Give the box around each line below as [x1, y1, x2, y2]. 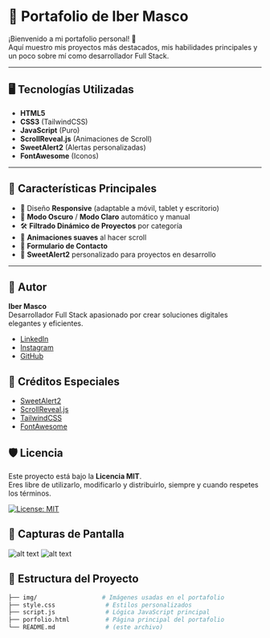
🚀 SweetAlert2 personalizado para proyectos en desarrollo [19, 249, 217, 259]
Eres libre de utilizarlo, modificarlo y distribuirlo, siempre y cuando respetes [8, 480, 259, 489]
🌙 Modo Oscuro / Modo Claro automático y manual [19, 212, 190, 221]
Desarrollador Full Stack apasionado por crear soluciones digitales [8, 310, 228, 320]
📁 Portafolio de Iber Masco [8, 7, 189, 26]
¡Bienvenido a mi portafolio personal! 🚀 [8, 34, 137, 43]
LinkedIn [19, 334, 49, 344]
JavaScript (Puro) [19, 125, 80, 135]
